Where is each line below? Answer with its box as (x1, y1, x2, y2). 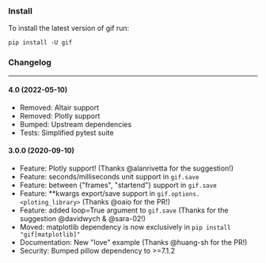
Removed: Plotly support (19, 111, 101, 120)
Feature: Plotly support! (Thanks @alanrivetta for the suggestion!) (19, 163, 234, 173)
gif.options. (157, 190, 200, 198)
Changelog (8, 57, 51, 68)
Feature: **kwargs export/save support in (19, 189, 156, 198)
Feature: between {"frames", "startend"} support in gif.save (19, 180, 217, 190)
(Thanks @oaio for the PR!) (82, 197, 171, 206)
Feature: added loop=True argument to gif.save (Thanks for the (19, 205, 229, 215)
